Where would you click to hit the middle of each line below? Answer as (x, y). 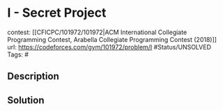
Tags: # (18, 54)
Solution (26, 100)
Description (33, 76)
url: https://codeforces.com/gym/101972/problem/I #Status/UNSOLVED (109, 47)
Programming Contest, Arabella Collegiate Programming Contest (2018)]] (112, 39)
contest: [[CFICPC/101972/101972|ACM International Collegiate (97, 32)
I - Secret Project (57, 13)
